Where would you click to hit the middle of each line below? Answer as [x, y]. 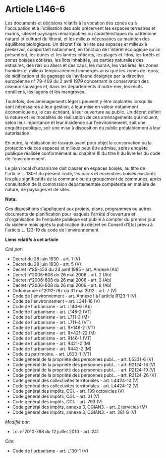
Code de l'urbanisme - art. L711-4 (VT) [52, 322]
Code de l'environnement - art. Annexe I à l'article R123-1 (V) [74, 296]
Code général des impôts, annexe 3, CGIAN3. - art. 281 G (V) [74, 412]
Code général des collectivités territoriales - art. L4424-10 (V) [75, 380]
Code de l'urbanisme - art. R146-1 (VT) [52, 338]
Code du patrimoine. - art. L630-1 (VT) [52, 354]
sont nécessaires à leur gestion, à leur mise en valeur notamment [72, 107]
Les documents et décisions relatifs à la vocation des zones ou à [71, 23]
